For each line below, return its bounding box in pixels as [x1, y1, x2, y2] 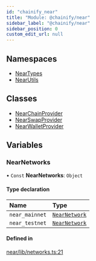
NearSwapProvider [14, 116, 63, 123]
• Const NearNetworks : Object [6, 172, 83, 179]
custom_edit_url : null [6, 31, 63, 37]
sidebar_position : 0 [6, 25, 59, 32]
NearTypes [14, 69, 43, 77]
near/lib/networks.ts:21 [6, 248, 63, 256]
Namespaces [6, 54, 57, 64]
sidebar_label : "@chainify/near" [6, 20, 91, 26]
